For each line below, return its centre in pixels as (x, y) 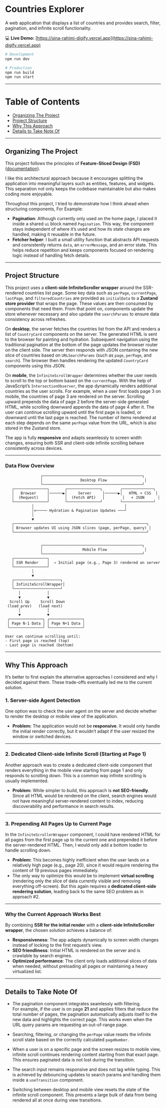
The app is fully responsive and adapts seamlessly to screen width (73, 437)
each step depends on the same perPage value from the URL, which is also (81, 423)
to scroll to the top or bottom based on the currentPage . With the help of (78, 380)
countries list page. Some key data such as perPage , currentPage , (91, 293)
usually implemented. (27, 781)
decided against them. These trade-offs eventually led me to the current (79, 682)
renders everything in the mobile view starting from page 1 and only (74, 770)
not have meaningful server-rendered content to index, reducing (78, 801)
